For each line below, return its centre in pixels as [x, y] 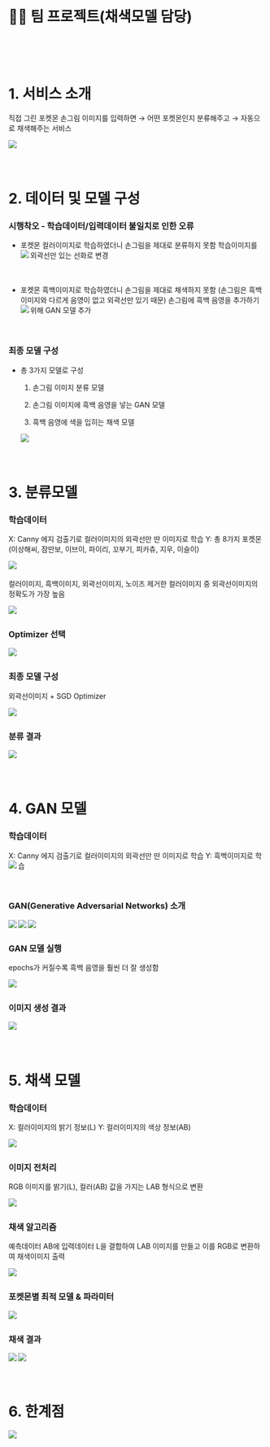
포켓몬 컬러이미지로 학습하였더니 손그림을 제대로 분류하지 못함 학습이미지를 [139, 246]
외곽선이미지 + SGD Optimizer [57, 695]
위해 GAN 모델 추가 [61, 311]
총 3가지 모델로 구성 [52, 370]
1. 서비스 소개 [50, 94]
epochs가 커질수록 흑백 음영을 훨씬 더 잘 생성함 [84, 968]
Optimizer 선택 [37, 634]
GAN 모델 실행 [35, 948]
